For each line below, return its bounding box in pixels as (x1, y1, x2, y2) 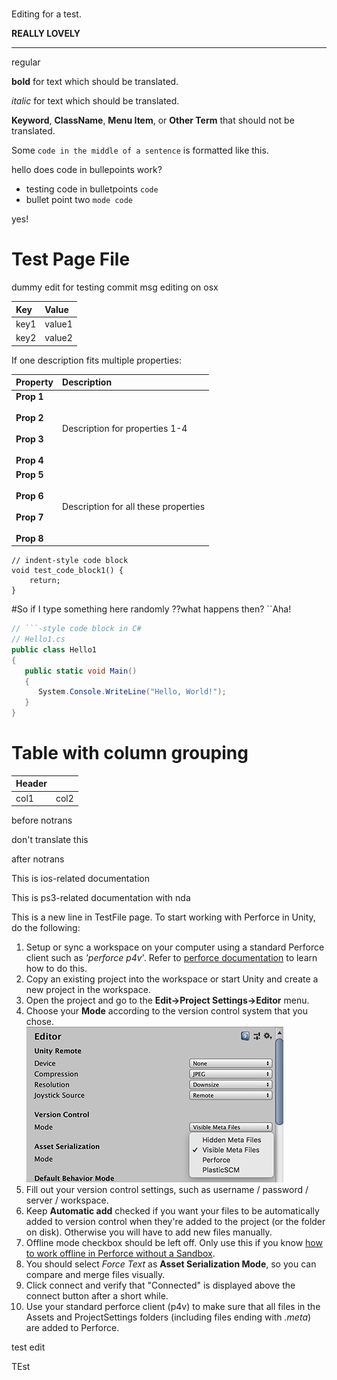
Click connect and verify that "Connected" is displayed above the (25, 1279, 296, 1292)
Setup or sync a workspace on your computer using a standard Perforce (25, 941, 325, 953)
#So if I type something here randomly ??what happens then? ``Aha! (11, 603, 292, 615)
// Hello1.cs (11, 634, 66, 644)
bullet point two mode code (25, 194, 134, 206)
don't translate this (11, 834, 89, 846)
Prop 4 (15, 454, 44, 467)
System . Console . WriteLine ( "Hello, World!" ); (37, 687, 227, 697)
